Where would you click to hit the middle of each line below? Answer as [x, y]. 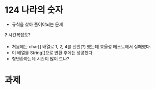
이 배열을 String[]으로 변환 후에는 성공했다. [53, 53]
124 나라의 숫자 [34, 10]
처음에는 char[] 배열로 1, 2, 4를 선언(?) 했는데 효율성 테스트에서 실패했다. [81, 46]
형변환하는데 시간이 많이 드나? [40, 58]
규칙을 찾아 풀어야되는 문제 [37, 24]
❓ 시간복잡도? [17, 35]
